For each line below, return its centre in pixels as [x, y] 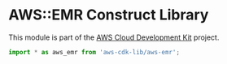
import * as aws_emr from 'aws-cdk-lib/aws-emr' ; [94, 52]
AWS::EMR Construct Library [109, 15]
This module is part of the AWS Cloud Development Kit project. [114, 37]
